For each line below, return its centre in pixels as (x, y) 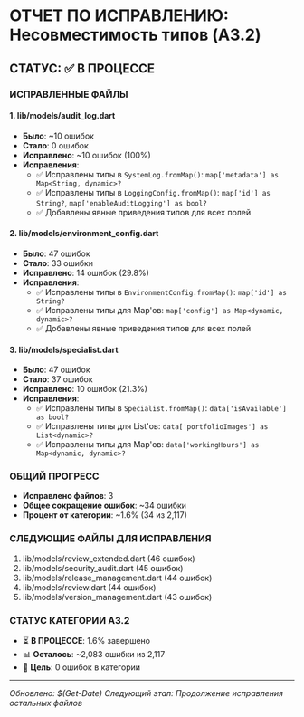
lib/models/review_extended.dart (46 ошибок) (109, 559)
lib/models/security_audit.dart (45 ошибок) (103, 568)
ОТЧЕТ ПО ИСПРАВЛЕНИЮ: (119, 16)
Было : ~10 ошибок (58, 136)
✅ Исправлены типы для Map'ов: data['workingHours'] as (147, 445)
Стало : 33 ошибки (57, 263)
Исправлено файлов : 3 (68, 496)
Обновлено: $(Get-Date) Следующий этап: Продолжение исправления (146, 693)
